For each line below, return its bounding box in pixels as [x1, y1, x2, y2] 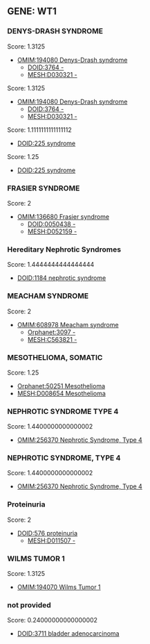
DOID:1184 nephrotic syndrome [17, 274, 106, 282]
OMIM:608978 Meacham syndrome [17, 320, 119, 329]
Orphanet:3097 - [27, 328, 76, 336]
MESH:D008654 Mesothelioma [17, 389, 106, 397]
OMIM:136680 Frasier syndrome [17, 212, 109, 221]
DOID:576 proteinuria [17, 529, 78, 537]
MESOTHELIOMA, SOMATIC [7, 352, 103, 362]
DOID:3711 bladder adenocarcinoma [17, 629, 120, 638]
